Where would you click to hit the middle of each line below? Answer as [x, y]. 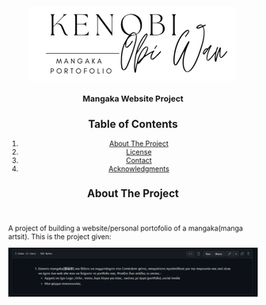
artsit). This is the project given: [60, 236]
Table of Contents [133, 124]
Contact [139, 160]
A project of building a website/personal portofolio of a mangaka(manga [126, 228]
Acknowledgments [139, 169]
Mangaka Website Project [133, 98]
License [139, 151]
